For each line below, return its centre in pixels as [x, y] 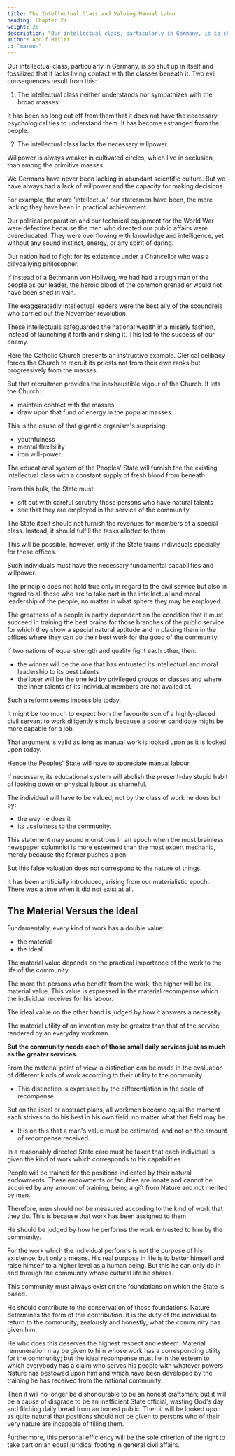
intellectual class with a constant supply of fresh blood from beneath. [107, 475]
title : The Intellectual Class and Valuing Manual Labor [92, 14]
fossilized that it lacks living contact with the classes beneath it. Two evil [112, 73]
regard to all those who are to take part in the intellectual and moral [104, 594]
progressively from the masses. [53, 370]
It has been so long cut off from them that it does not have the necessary [113, 115]
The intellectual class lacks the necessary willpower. [93, 144]
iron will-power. [40, 454]
